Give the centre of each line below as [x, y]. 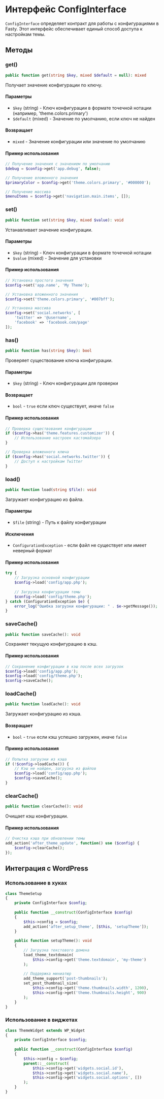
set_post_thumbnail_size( [51, 983]
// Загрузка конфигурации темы [47, 592]
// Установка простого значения [39, 280]
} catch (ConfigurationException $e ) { [47, 601]
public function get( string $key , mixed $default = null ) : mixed [76, 75]
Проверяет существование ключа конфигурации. [59, 360]
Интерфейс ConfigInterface [66, 9]
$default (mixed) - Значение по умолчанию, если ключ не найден [84, 118]
